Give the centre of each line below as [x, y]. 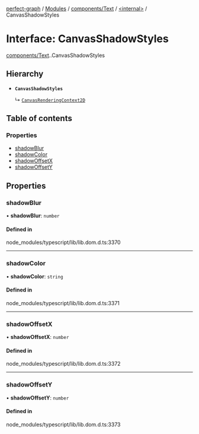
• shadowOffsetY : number [38, 398]
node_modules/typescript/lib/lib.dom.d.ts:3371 [63, 303]
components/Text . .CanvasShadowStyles [56, 55]
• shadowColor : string [35, 276]
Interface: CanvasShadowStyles [87, 39]
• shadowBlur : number [33, 216]
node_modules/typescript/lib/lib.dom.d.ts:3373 [63, 425]
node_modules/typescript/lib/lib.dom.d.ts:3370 [63, 242]
